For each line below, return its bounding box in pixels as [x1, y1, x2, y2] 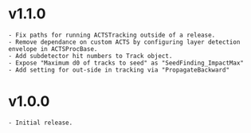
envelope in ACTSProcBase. [8, 45, 98, 53]
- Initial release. [8, 119, 73, 127]
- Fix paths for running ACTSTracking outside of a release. [8, 31, 216, 39]
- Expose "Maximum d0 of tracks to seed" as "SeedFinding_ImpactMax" [8, 59, 245, 67]
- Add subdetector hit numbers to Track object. [8, 52, 173, 60]
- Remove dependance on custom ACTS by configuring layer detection [8, 37, 241, 46]
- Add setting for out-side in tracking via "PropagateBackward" [8, 65, 229, 74]
